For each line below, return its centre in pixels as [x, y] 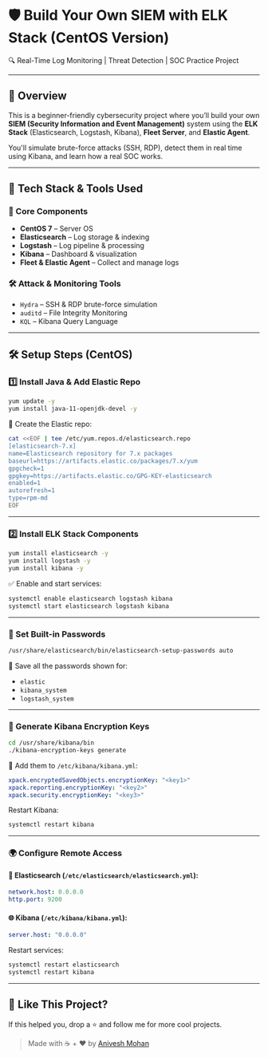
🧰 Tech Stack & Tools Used [76, 189]
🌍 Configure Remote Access [65, 853]
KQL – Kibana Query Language [69, 321]
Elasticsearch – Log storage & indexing [85, 237]
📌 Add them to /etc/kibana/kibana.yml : [73, 765]
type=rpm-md [28, 498]
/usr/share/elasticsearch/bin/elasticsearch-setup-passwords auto [121, 650]
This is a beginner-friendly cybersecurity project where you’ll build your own [134, 115]
